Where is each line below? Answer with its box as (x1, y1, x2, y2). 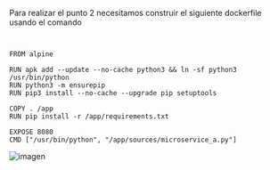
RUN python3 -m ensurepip (9, 81, 105, 90)
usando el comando (9, 17, 82, 28)
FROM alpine (9, 50, 53, 59)
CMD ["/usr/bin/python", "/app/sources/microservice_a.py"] (9, 135, 238, 144)
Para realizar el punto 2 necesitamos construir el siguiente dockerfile (9, 8, 262, 18)
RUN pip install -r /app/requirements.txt (9, 112, 169, 121)
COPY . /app (9, 104, 53, 113)
